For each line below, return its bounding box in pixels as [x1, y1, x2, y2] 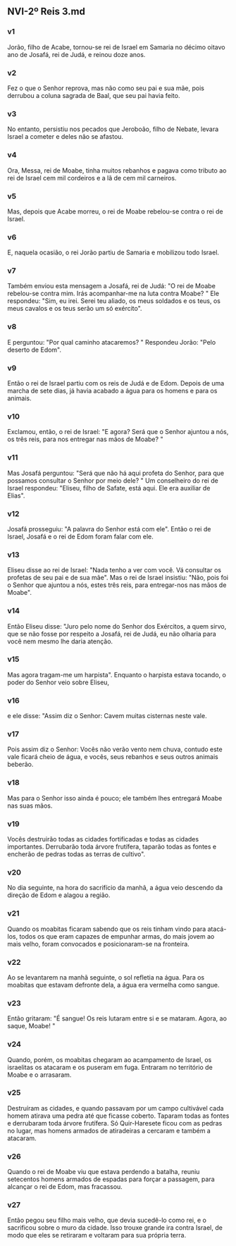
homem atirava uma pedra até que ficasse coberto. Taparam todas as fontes [7, 1111, 230, 1120]
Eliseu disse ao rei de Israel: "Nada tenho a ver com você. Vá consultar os [7, 566, 222, 574]
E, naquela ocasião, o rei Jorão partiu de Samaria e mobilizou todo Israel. [7, 248, 220, 257]
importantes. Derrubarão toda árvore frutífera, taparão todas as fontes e [7, 842, 217, 851]
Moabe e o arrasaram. [7, 1071, 72, 1079]
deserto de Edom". [7, 345, 62, 354]
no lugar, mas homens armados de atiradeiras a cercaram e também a [7, 1126, 211, 1135]
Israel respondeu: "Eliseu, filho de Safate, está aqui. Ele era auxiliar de [7, 483, 211, 492]
